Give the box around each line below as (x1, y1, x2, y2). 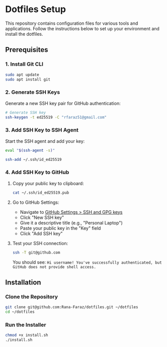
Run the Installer (5, 321, 46, 328)
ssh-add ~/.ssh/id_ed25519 (5, 157, 62, 162)
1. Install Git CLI (5, 61, 44, 68)
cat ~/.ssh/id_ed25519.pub (12, 190, 69, 195)
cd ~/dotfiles (5, 309, 35, 315)
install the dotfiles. (5, 31, 43, 37)
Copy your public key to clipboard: (12, 180, 84, 186)
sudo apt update (5, 72, 39, 77)
